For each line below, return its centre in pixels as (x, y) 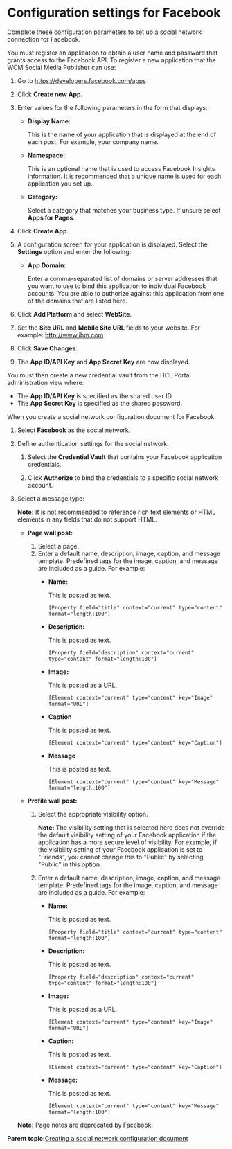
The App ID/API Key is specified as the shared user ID (94, 395)
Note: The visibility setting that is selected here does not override (131, 827)
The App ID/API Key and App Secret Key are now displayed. (104, 362)
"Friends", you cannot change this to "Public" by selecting (121, 857)
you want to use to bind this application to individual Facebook (117, 286)
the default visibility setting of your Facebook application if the (127, 835)
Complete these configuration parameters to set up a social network (105, 32)
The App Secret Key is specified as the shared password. (99, 403)
